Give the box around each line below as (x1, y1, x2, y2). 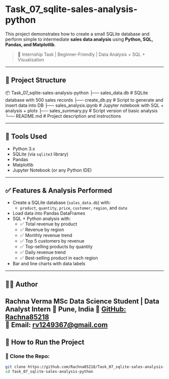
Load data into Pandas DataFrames (12, 210, 86, 216)
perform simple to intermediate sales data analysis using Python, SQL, (5, 36, 153, 42)
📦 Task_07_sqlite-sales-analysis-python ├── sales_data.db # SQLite (5, 90, 148, 96)
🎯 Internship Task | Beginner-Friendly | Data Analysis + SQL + (17, 51, 145, 57)
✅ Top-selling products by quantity (20, 244, 93, 250)
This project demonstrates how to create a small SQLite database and (5, 31, 150, 37)
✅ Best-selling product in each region (20, 255, 98, 261)
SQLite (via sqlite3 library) (12, 151, 69, 157)
